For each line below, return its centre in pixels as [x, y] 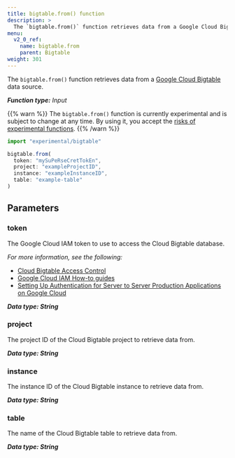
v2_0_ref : [28, 40]
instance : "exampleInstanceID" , [61, 173]
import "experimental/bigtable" [54, 141]
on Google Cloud [42, 293]
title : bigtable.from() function [56, 14]
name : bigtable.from [50, 46]
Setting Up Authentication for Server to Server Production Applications [119, 285]
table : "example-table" [48, 180]
